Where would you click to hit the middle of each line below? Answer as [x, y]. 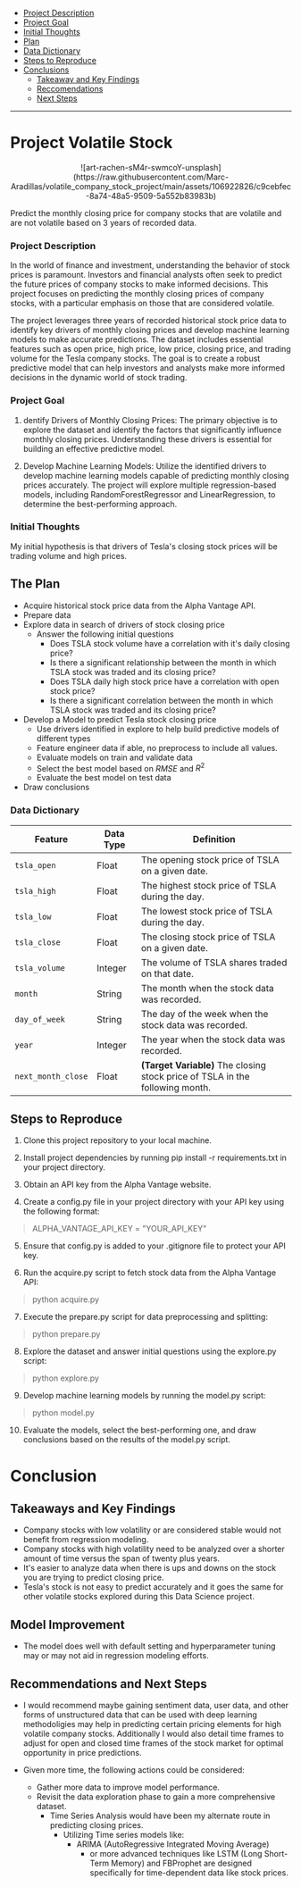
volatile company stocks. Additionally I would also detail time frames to [153, 1734]
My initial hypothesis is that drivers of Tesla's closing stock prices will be [144, 546]
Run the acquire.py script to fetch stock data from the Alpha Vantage [149, 1273]
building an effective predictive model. [93, 448]
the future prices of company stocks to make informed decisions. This [139, 284]
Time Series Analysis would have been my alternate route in [160, 1816]
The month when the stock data [208, 988]
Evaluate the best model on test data [104, 778]
